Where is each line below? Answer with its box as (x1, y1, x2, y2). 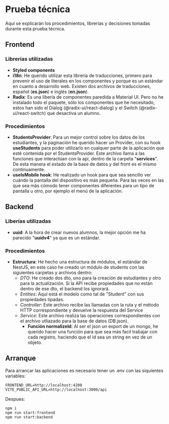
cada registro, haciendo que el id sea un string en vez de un (27, 334, 152, 340)
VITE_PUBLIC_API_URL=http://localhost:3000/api (5, 387, 107, 392)
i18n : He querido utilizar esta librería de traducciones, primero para (12, 72, 152, 78)
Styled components (12, 67, 55, 73)
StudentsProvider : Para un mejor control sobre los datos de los (12, 134, 145, 140)
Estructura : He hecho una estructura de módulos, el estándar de (12, 259, 148, 265)
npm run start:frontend (5, 410, 55, 415)
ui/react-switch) (12, 110, 46, 116)
